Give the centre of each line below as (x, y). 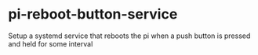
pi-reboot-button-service (93, 14)
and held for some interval (51, 43)
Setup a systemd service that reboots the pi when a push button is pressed (129, 36)
